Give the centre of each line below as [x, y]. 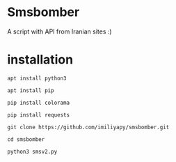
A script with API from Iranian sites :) [60, 31]
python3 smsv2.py [32, 152]
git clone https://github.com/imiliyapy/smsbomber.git [88, 127]
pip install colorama [39, 103]
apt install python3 [37, 78]
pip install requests [39, 115]
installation [40, 60]
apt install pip [31, 90]
